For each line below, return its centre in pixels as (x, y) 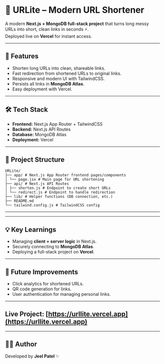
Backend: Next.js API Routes (41, 129)
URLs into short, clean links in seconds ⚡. (47, 29)
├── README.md (20, 201)
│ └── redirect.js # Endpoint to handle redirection (60, 193)
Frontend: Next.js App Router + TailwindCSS (57, 124)
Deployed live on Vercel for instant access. (49, 36)
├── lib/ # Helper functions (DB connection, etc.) (59, 197)
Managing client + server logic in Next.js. (54, 241)
